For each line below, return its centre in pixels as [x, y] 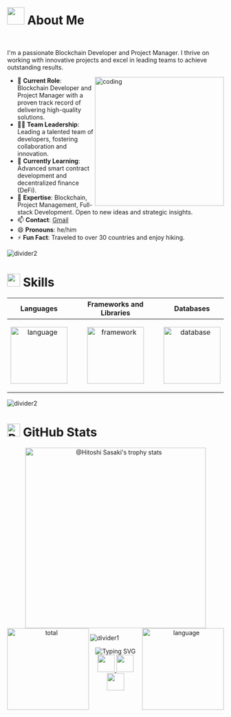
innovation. [33, 153]
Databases [192, 308]
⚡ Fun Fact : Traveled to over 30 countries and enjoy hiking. [101, 237]
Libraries [115, 313]
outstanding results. [35, 67]
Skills [39, 283]
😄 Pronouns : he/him [47, 230]
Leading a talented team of [55, 131]
